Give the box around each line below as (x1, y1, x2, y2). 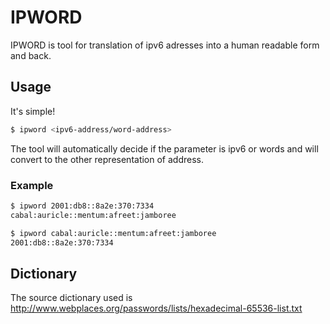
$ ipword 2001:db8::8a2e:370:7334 (10, 201, 155, 211)
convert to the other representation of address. (10, 153, 204, 165)
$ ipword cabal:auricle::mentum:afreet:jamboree (10, 228, 217, 238)
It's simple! (10, 105, 56, 117)
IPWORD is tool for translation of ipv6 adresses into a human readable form (10, 39, 320, 51)
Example (10, 178, 54, 192)
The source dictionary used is (10, 292, 133, 304)
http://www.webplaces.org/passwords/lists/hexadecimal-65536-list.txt (10, 302, 303, 315)
